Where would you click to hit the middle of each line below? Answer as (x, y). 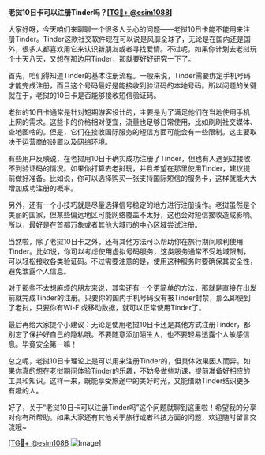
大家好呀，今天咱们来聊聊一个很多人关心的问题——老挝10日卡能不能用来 (126, 29)
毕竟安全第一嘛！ (49, 344)
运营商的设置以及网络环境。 (67, 142)
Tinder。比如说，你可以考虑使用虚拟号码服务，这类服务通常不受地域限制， (129, 251)
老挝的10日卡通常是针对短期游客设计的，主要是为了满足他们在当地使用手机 (129, 112)
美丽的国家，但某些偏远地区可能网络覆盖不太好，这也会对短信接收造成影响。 (132, 215)
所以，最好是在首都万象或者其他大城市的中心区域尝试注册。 (105, 225)
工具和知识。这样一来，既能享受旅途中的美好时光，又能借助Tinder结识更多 (129, 381)
